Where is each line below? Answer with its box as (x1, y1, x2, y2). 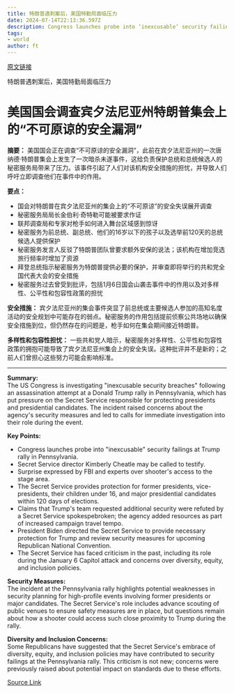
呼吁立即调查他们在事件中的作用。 (7, 172, 105, 180)
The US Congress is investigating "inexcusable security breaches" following (7, 381, 226, 389)
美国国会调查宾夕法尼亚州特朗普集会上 (7, 104, 228, 120)
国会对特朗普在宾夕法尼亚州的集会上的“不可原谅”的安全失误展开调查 (17, 201, 212, 210)
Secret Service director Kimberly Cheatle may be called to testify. (17, 460, 205, 468)
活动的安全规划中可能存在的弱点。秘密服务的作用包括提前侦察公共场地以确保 (7, 312, 227, 320)
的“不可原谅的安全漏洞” (7, 122, 143, 138)
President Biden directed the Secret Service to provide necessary (17, 527, 205, 535)
